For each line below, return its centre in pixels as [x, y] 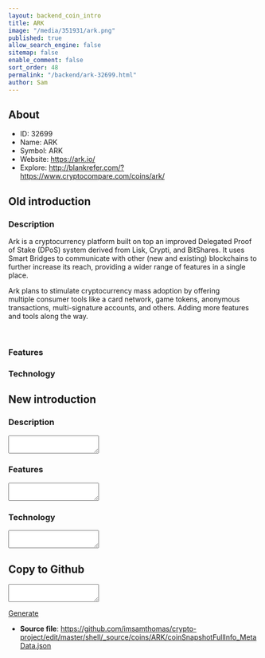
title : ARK [26, 23]
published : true [35, 38]
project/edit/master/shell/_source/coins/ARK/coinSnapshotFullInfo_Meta [138, 637]
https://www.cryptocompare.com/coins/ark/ [92, 176]
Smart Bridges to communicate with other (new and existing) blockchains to [132, 258]
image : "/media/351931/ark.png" [62, 30]
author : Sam [28, 82]
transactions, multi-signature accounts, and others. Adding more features [129, 307]
